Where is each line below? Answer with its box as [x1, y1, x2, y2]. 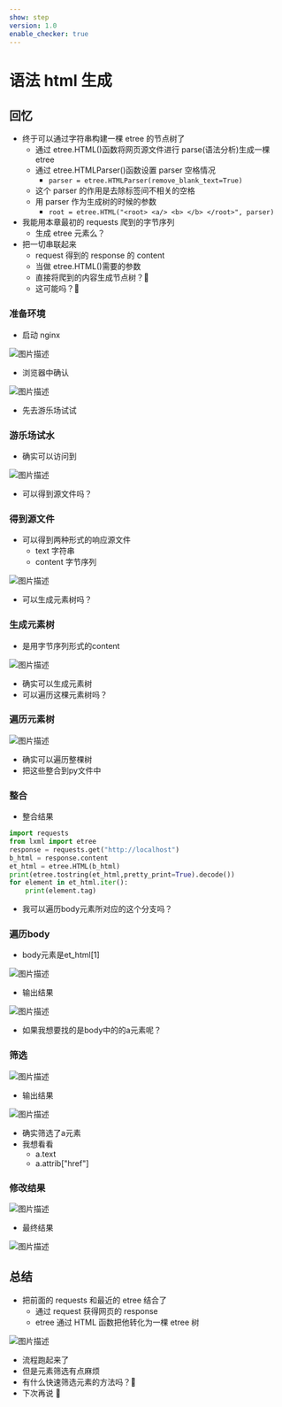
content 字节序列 [34, 557, 97, 568]
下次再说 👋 [21, 1388, 61, 1398]
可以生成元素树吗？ [21, 594, 93, 605]
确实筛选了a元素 [21, 1127, 81, 1138]
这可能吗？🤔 [34, 283, 80, 294]
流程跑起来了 [21, 1354, 69, 1364]
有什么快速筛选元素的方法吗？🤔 [21, 1376, 136, 1387]
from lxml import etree [9, 838, 97, 847]
